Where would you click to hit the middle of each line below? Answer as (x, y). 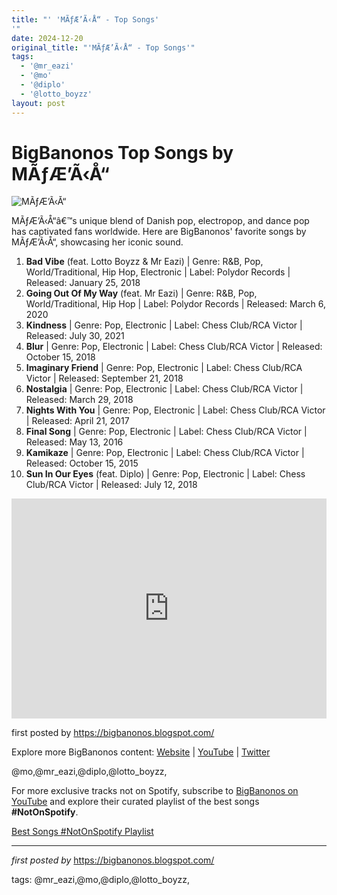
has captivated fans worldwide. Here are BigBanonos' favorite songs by (159, 232)
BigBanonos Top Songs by (122, 152)
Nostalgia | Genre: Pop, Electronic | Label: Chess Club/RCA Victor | (164, 389)
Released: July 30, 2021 (75, 336)
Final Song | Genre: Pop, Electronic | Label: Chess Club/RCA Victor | (166, 432)
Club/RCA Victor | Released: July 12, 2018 (111, 485)
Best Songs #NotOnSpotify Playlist (82, 832)
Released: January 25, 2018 (83, 283)
